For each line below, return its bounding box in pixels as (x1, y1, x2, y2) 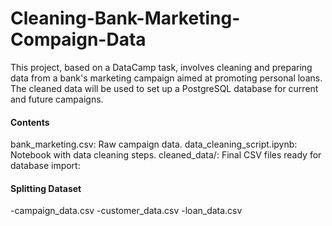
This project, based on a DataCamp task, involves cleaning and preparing (10, 61, 313, 73)
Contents (10, 116, 50, 128)
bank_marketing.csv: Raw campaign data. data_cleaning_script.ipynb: (10, 138, 298, 151)
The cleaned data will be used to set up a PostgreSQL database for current (10, 82, 319, 94)
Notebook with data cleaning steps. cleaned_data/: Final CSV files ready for (10, 149, 322, 161)
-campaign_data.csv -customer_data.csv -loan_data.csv (10, 205, 243, 217)
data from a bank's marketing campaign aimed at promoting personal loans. (10, 72, 323, 84)
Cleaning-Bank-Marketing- (10, 7, 241, 30)
